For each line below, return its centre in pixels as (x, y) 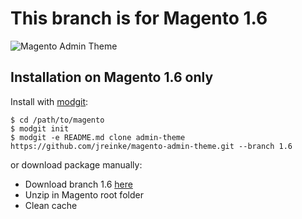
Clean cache (51, 205)
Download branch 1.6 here (78, 184)
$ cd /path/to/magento (57, 120)
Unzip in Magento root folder (84, 194)
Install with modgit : (49, 101)
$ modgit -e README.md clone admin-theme (98, 137)
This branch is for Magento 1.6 (139, 18)
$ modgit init (40, 128)
